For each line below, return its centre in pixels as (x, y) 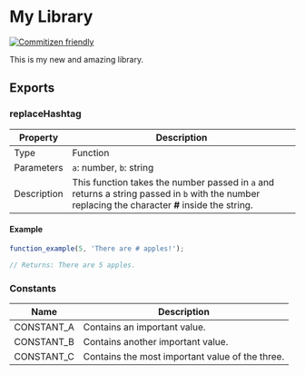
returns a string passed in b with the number (166, 193)
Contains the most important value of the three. (184, 356)
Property (39, 137)
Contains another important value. (156, 341)
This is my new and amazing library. (76, 59)
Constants (33, 288)
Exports (32, 88)
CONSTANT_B (44, 341)
